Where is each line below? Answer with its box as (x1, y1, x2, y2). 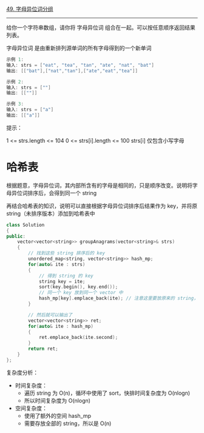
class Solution (6, 222, 45, 228)
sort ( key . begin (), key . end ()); (38, 284, 118, 290)
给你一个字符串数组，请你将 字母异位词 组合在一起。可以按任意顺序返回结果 (6, 24, 195, 31)
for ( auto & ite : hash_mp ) (28, 323, 94, 329)
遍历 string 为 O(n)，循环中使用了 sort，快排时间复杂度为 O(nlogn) (24, 389, 190, 397)
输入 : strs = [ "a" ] (6, 107, 54, 113)
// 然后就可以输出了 (28, 312, 73, 318)
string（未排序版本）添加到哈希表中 (6, 210, 95, 217)
